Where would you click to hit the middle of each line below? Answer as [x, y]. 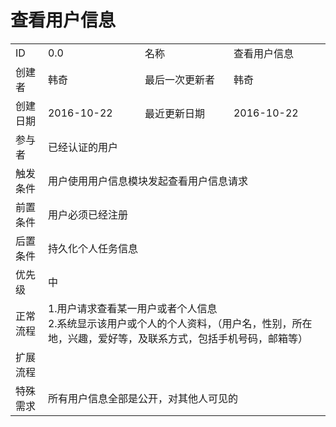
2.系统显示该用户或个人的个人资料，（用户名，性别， [170, 323]
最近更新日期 [174, 113]
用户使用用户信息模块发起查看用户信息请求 [147, 181]
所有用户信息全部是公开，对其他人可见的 [142, 398]
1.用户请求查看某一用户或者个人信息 [132, 308]
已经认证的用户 [82, 147]
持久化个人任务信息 [92, 248]
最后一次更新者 [179, 79]
